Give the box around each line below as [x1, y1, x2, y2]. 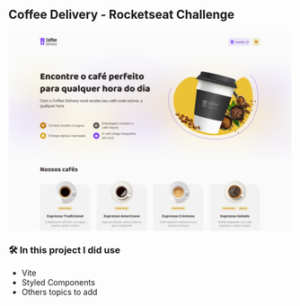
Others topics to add [21, 287, 98, 298]
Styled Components [21, 277, 96, 288]
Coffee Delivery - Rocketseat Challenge [8, 7, 235, 22]
